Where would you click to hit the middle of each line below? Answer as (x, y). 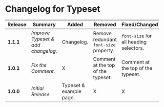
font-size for (137, 36)
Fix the (39, 65)
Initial (37, 88)
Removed (105, 24)
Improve (41, 33)
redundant (105, 39)
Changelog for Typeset (53, 9)
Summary (44, 24)
